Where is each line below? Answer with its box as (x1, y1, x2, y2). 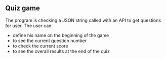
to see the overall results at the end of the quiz (12, 48, 110, 54)
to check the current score (12, 42, 68, 49)
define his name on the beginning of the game (12, 32, 109, 38)
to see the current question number (12, 37, 87, 43)
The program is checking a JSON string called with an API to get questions (5, 17, 161, 23)
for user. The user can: (5, 22, 53, 28)
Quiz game (5, 4, 40, 12)
